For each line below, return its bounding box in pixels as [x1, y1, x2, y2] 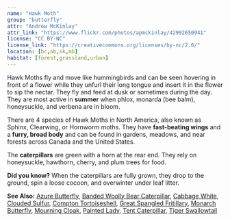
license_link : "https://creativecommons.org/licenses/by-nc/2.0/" [7, 42, 201, 49]
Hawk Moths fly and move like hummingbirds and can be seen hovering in [7, 73, 216, 81]
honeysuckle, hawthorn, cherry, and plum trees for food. [7, 158, 166, 166]
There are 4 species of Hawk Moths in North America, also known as [7, 116, 202, 124]
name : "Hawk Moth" [7, 10, 60, 17]
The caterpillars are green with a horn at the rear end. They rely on [7, 151, 197, 159]
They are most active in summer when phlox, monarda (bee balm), [7, 95, 196, 103]
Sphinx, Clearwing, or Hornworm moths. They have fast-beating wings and [7, 122, 221, 131]
